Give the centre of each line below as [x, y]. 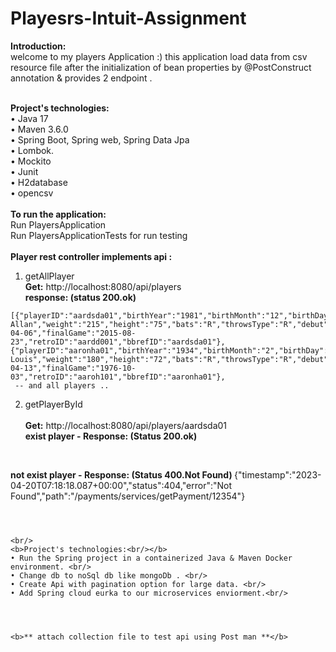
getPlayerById [53, 404]
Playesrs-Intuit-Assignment [128, 18]
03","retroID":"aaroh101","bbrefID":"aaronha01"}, [118, 377]
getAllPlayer [49, 276]
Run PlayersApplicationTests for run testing [99, 235]
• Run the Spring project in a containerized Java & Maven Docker [151, 558]
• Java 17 [29, 118]
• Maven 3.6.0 [39, 129]
